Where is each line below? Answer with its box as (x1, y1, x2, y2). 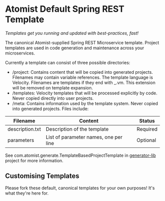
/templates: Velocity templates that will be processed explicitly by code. (12, 90, 158, 96)
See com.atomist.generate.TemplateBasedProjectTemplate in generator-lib (5, 152, 156, 158)
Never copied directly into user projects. (12, 95, 94, 101)
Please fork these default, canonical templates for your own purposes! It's (5, 185, 155, 191)
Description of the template (46, 125, 109, 132)
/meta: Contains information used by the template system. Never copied (12, 100, 158, 106)
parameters (7, 137, 34, 144)
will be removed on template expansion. (12, 85, 93, 90)
